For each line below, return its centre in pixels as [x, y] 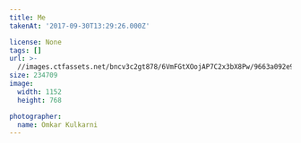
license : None [36, 42]
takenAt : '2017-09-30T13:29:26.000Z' [80, 26]
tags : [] [26, 50]
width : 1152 [40, 92]
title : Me [28, 17]
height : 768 [40, 100]
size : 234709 [34, 76]
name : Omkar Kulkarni [58, 125]
